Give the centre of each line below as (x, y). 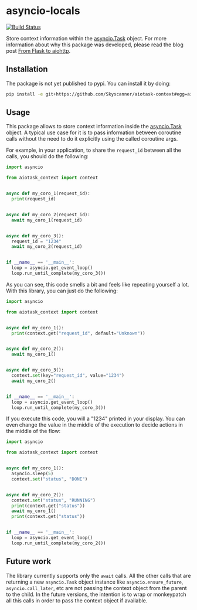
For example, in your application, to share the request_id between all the (94, 150)
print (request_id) (34, 199)
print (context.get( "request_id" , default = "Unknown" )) (78, 333)
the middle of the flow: (33, 431)
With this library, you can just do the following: (62, 291)
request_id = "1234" (36, 241)
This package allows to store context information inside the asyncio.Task (94, 127)
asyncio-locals (43, 11)
